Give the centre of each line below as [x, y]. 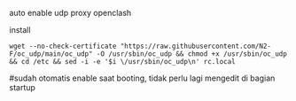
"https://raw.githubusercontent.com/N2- [196, 46]
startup [22, 87]
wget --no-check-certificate [63, 46]
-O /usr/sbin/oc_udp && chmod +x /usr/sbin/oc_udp [192, 54]
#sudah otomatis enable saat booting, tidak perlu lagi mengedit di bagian [142, 78]
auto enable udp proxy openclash [70, 13]
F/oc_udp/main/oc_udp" [51, 54]
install [20, 30]
